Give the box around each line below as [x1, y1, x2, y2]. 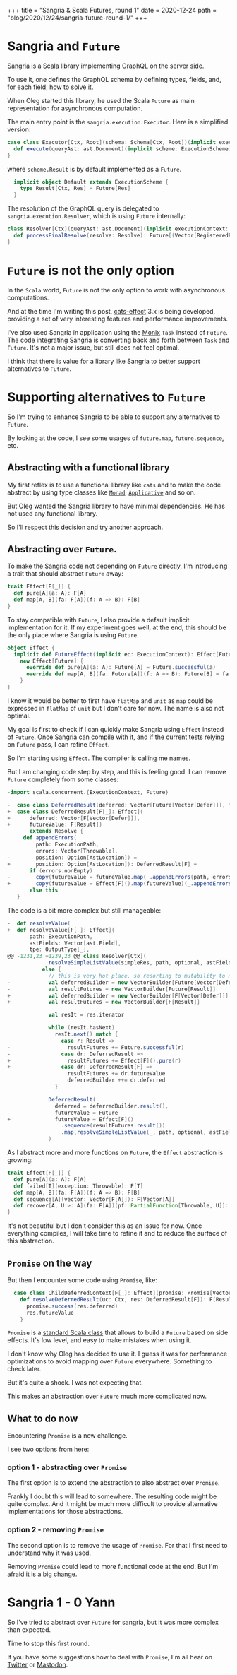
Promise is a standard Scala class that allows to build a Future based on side [7, 1328, 229, 1337]
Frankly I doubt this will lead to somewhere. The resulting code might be [7, 1492, 217, 1501]
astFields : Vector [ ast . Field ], [29, 940, 121, 947]
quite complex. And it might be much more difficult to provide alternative [7, 1500, 218, 1508]
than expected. [7, 1625, 51, 1634]
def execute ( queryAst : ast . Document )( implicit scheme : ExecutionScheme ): [13, 145, 235, 153]
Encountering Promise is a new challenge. [7, 1431, 128, 1440]
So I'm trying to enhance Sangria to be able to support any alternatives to [7, 413, 221, 421]
